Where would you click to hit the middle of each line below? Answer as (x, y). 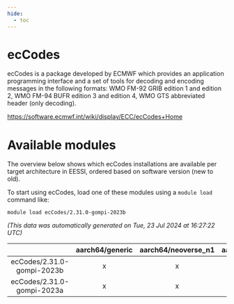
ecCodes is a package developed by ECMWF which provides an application (116, 74)
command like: (28, 200)
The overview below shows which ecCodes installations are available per (112, 164)
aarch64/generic (104, 250)
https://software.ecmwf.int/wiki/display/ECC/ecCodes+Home (95, 117)
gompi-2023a (40, 291)
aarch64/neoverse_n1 (177, 250)
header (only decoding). (42, 103)
